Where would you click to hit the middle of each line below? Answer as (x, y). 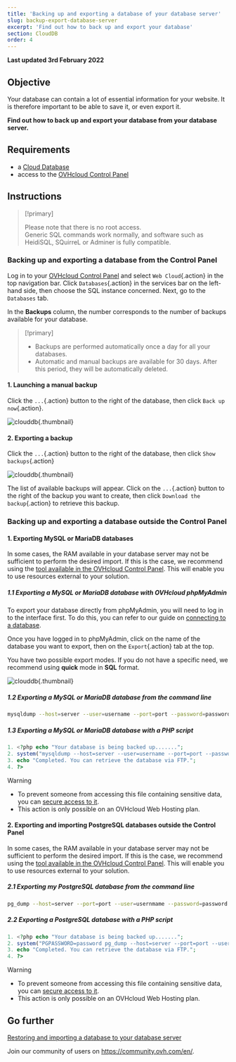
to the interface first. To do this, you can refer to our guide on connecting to (117, 618)
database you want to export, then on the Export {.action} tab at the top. (111, 646)
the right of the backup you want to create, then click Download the (104, 496)
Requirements (39, 150)
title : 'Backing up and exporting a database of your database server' (114, 14)
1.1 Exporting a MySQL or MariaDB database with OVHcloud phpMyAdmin (117, 592)
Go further (31, 1021)
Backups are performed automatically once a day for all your (123, 346)
